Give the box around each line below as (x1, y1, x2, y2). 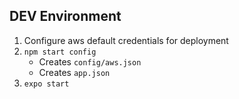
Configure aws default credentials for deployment (23, 34, 229, 46)
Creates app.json (38, 66, 111, 78)
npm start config (23, 47, 97, 57)
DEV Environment (9, 8, 122, 25)
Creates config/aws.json (38, 55, 142, 68)
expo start (23, 79, 70, 89)
